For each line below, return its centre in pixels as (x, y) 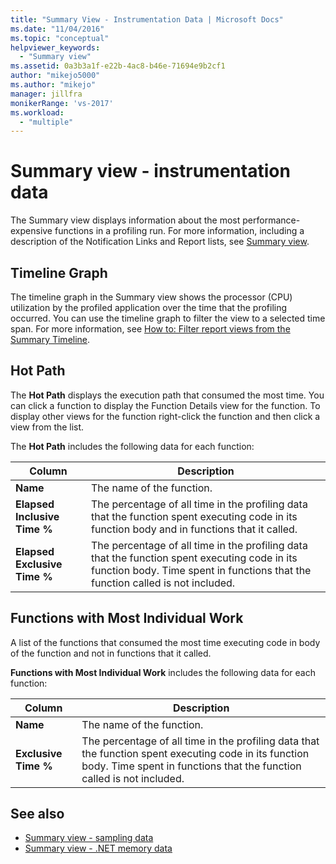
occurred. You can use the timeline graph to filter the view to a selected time (168, 318)
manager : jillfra (46, 94)
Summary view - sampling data (89, 838)
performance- (271, 220)
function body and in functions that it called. (194, 529)
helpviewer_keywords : (55, 47)
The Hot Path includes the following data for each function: (132, 446)
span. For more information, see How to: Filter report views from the (150, 329)
